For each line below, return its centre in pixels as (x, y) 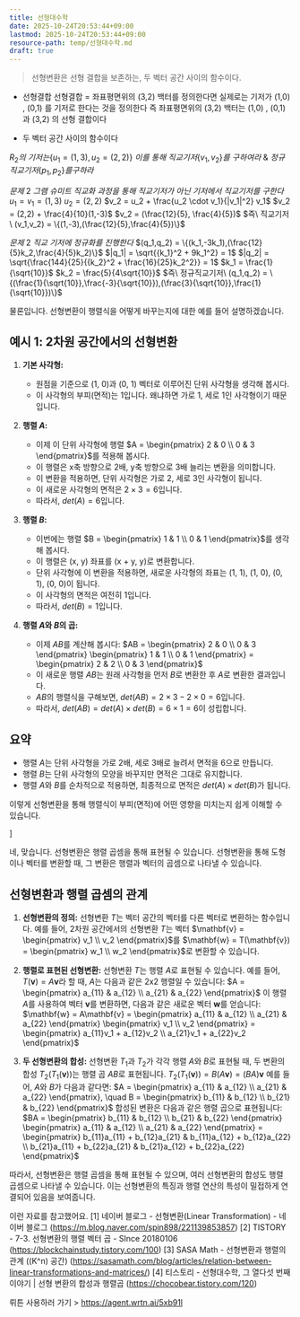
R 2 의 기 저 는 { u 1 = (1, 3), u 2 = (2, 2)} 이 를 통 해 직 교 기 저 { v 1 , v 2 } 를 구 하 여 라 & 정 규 (147, 158)
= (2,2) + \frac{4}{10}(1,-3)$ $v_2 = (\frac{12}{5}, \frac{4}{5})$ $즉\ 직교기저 (149, 214)
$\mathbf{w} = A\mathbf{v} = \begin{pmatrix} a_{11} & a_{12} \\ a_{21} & (154, 1014)
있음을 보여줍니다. (64, 1197)
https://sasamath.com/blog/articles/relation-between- (172, 1260)
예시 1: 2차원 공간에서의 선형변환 (94, 342)
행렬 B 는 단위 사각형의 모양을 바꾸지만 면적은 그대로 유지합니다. (133, 774)
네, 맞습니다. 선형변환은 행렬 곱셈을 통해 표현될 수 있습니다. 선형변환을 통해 (139, 852)
